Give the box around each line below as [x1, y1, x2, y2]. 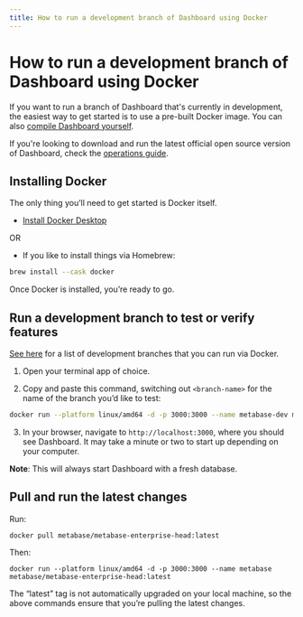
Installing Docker [9, 173, 107, 189]
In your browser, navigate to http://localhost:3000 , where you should [22, 426, 285, 437]
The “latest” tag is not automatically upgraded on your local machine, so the [9, 588, 292, 599]
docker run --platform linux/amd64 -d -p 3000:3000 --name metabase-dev [9, 410, 289, 420]
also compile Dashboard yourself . [9, 120, 134, 131]
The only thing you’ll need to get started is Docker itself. [9, 198, 218, 209]
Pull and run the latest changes [9, 490, 188, 505]
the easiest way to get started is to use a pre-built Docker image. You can [9, 110, 282, 122]
